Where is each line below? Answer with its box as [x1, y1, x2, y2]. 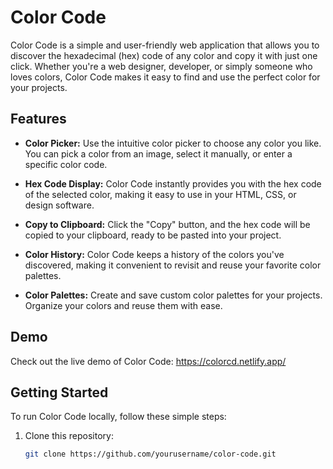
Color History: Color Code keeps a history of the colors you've [24, 248, 285, 260]
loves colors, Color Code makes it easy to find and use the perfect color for [10, 71, 321, 83]
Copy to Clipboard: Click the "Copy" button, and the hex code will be [24, 218, 311, 230]
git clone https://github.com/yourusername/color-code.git [24, 449, 277, 460]
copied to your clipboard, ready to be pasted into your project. [24, 229, 282, 241]
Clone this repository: [24, 430, 114, 442]
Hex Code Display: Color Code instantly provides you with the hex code [24, 177, 322, 190]
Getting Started [10, 384, 109, 401]
